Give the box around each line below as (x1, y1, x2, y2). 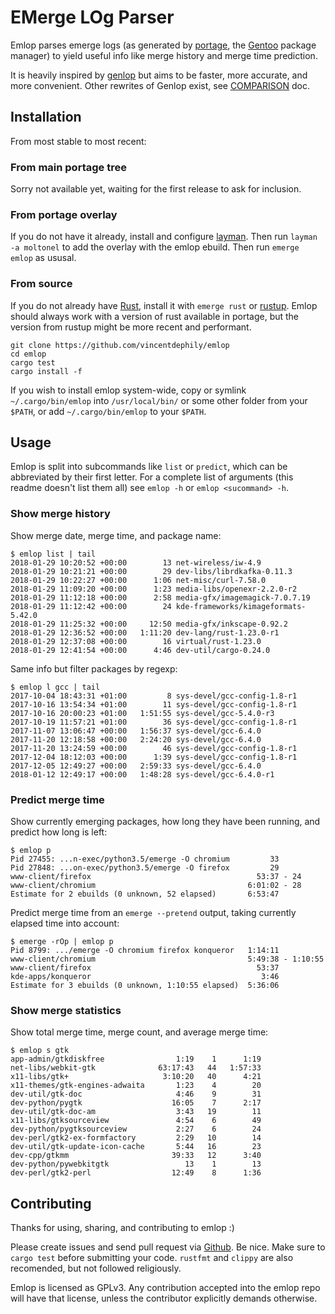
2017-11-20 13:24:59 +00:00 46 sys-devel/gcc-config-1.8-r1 (10, 743, 298, 753)
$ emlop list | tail (10, 549, 97, 559)
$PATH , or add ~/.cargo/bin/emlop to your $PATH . (10, 405, 207, 417)
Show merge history (10, 507, 111, 521)
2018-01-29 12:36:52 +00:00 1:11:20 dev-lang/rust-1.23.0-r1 (10, 627, 280, 638)
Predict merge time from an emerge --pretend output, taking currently (10, 907, 297, 919)
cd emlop (10, 349, 47, 359)
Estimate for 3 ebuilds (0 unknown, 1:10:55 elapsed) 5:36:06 (10, 981, 280, 991)
